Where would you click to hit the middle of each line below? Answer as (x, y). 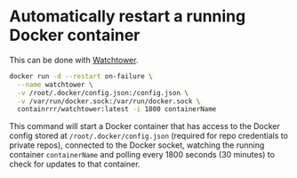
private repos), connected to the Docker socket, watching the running (137, 145)
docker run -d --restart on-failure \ (81, 76)
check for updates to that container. (75, 164)
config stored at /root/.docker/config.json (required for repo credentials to (149, 136)
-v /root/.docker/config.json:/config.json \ (103, 93)
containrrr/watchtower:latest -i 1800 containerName (117, 109)
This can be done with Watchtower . (74, 60)
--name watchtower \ (55, 85)
